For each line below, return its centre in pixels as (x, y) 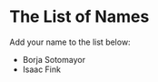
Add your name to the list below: (70, 42)
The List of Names (79, 17)
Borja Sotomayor (54, 59)
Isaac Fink (42, 69)
